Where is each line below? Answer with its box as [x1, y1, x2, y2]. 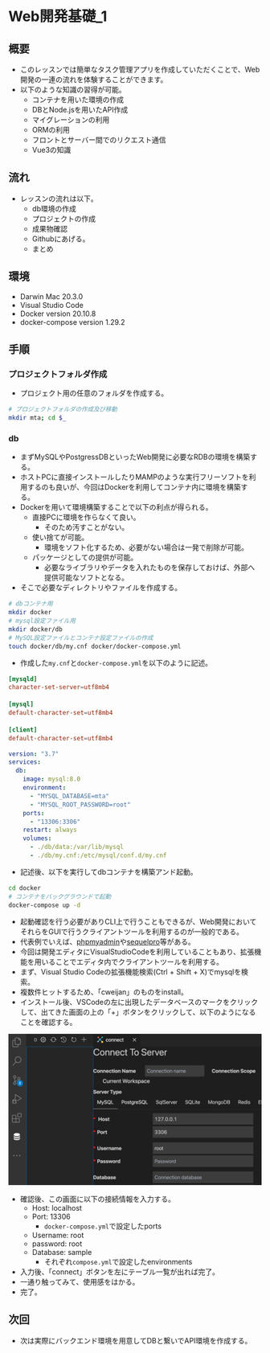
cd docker [8, 884, 42, 892]
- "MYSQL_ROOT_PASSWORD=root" [29, 801, 131, 809]
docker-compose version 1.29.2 [19, 317, 126, 326]
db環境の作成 [31, 203, 76, 213]
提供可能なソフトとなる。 [43, 572, 129, 583]
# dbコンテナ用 [8, 600, 54, 608]
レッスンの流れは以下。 [19, 194, 98, 203]
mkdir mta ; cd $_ [8, 414, 67, 422]
